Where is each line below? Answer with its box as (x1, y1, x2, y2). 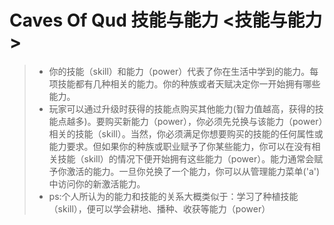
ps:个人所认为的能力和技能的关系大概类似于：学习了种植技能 (48, 190, 299, 202)
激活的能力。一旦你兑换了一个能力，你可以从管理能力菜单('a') (66, 165, 321, 177)
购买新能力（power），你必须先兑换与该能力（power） (104, 115, 324, 127)
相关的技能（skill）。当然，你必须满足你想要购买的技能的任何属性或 (48, 127, 324, 140)
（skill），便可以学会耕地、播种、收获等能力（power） (48, 202, 271, 215)
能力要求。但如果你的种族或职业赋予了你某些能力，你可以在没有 (48, 140, 312, 152)
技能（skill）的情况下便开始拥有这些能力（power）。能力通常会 (57, 152, 315, 165)
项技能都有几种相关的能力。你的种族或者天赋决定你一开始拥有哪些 (48, 77, 321, 90)
